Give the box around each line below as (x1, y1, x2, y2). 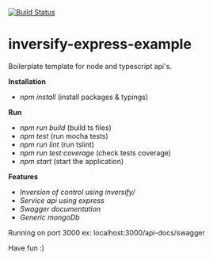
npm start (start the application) (19, 156, 124, 166)
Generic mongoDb (19, 212, 80, 222)
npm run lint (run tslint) (19, 140, 95, 149)
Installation (8, 76, 46, 86)
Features (8, 171, 38, 182)
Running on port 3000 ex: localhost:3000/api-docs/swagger (8, 227, 206, 237)
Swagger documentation (19, 204, 101, 213)
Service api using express (19, 195, 105, 205)
